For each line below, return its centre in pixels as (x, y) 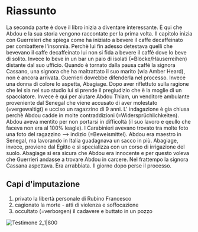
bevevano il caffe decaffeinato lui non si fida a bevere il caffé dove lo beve (97, 52)
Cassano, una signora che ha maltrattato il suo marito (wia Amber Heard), (95, 71)
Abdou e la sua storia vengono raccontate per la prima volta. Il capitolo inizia (99, 33)
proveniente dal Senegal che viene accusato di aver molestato (82, 102)
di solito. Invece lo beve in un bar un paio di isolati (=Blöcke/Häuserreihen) (97, 59)
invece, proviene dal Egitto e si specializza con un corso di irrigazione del (95, 147)
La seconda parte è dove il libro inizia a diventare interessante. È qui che (94, 27)
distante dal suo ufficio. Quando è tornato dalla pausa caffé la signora (91, 65)
